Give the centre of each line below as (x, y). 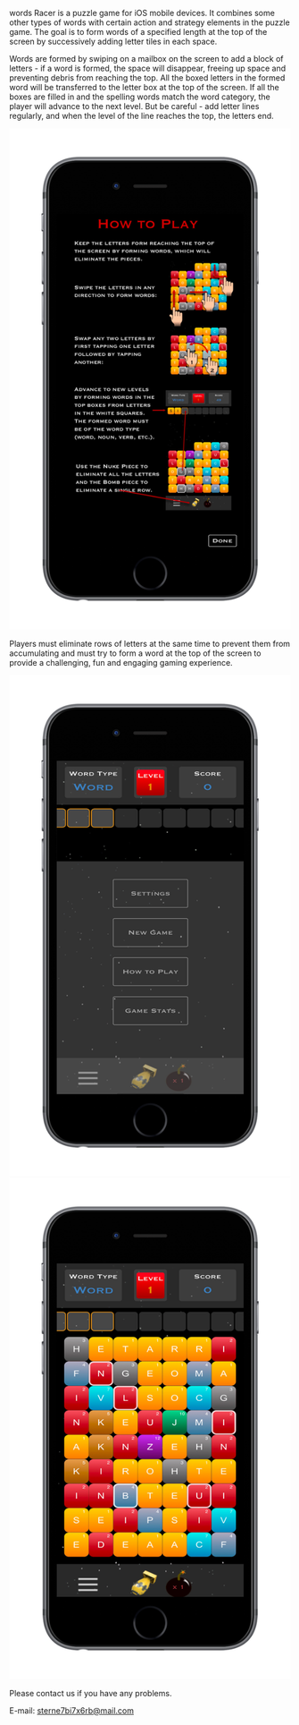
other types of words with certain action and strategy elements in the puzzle (149, 22)
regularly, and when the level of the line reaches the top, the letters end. (141, 116)
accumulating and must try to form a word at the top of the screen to (135, 653)
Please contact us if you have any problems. (91, 1693)
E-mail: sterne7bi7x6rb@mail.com (71, 1711)
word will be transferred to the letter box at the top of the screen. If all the (144, 87)
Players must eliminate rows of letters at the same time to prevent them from (150, 644)
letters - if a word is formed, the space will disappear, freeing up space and (148, 68)
